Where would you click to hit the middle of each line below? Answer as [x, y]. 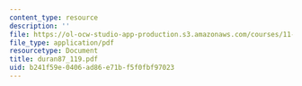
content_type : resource [54, 17]
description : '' [40, 26]
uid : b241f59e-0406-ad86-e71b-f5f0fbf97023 [92, 68]
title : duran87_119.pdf [54, 59]
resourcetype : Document [54, 51]
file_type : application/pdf [62, 43]
